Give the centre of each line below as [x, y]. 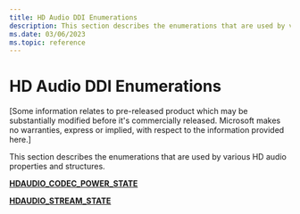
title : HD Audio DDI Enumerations [74, 17]
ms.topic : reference [48, 42]
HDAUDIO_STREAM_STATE [60, 201]
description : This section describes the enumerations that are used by [147, 26]
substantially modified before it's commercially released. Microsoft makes [145, 120]
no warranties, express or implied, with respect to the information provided [147, 130]
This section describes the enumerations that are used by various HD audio [148, 157]
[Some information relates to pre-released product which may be [129, 111]
